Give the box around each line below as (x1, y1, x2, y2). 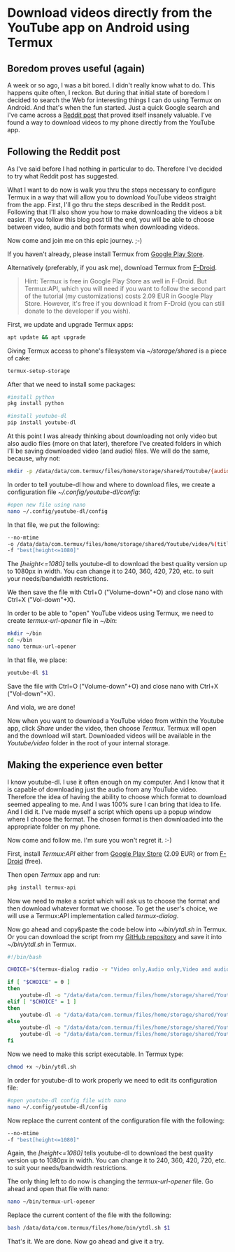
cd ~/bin (7, 637, 33, 644)
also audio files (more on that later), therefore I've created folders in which (7, 439, 222, 448)
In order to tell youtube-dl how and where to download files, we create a (7, 480, 215, 488)
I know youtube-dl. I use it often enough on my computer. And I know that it (7, 778, 225, 786)
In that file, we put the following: (7, 520, 100, 529)
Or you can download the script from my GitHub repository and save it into (7, 932, 222, 941)
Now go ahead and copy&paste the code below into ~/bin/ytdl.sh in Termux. (7, 925, 227, 934)
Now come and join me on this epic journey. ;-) (7, 236, 143, 244)
